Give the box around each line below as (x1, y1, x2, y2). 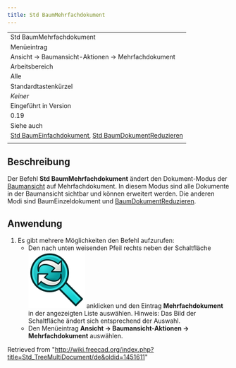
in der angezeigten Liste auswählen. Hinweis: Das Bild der (27, 309, 197, 318)
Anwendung (7, 218, 63, 230)
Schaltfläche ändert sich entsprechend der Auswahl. (27, 316, 181, 325)
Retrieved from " (7, 345, 55, 354)
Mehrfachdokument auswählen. (27, 332, 123, 340)
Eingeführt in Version (10, 102, 72, 110)
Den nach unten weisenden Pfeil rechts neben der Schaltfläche (27, 244, 211, 252)
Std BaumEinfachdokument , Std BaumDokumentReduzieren (10, 131, 183, 139)
